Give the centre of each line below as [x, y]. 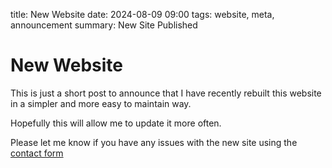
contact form [37, 153]
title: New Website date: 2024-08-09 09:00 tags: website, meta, [142, 14]
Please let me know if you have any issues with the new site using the [154, 142]
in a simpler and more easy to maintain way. [101, 103]
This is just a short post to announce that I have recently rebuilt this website [166, 93]
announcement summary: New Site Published [104, 25]
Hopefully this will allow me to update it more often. [116, 123]
